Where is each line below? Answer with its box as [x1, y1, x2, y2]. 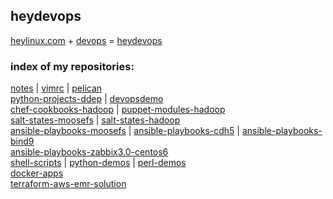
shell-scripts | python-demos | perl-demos [10, 157, 187, 169]
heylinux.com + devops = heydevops [10, 34, 163, 46]
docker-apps [10, 167, 64, 179]
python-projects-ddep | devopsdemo [10, 93, 164, 105]
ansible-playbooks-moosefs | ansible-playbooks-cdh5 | [10, 125, 240, 137]
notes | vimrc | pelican [10, 82, 103, 94]
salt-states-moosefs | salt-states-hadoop [10, 114, 181, 126]
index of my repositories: [10, 59, 135, 73]
